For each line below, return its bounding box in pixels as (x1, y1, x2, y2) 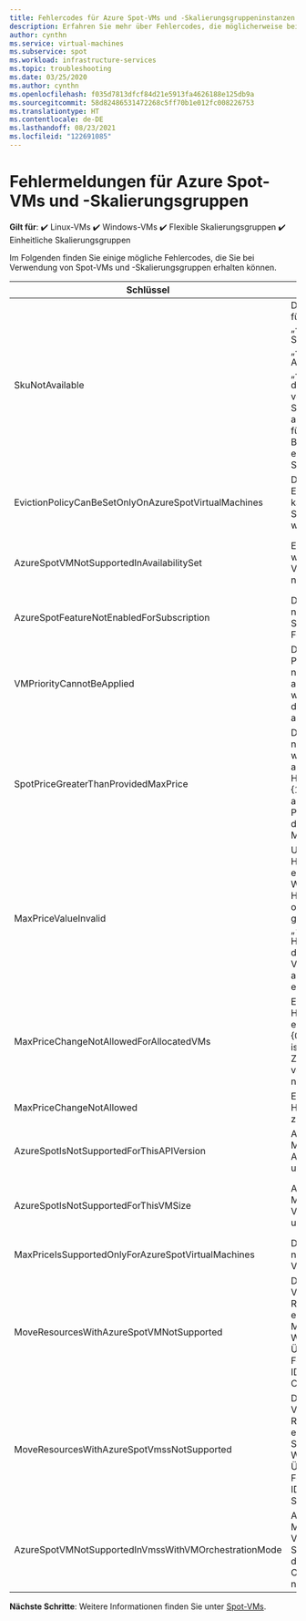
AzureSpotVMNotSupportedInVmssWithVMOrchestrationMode (14, 1543, 282, 1555)
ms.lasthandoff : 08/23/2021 (9, 124, 117, 133)
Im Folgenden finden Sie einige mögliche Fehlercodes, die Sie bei (9, 252, 255, 263)
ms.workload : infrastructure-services (9, 56, 157, 65)
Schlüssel (126, 284, 170, 296)
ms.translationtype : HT (9, 107, 100, 116)
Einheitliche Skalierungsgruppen (9, 234, 131, 245)
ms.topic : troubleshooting (9, 65, 112, 74)
